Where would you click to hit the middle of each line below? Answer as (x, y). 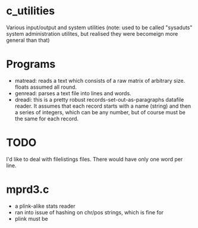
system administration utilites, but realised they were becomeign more (92, 33)
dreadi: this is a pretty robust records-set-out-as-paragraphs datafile (99, 99)
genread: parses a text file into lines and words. (73, 93)
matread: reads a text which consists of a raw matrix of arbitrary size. (100, 80)
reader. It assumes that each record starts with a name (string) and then (103, 106)
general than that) (28, 40)
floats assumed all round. (46, 87)
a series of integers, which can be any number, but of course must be (100, 112)
